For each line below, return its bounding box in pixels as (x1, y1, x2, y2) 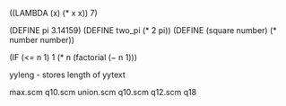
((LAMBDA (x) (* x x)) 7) (9, 8, 99, 18)
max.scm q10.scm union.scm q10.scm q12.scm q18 (9, 87, 197, 97)
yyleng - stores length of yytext (9, 69, 126, 80)
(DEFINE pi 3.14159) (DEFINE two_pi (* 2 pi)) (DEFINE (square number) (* (9, 25, 278, 35)
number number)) (9, 35, 74, 45)
